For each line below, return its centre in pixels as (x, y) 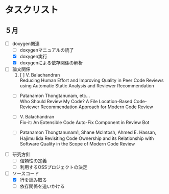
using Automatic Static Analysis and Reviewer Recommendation (87, 86)
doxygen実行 (33, 57)
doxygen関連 (26, 44)
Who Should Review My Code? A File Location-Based (76, 102)
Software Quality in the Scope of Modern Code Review (77, 143)
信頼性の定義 (33, 160)
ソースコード (26, 173)
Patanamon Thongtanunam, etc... (55, 96)
